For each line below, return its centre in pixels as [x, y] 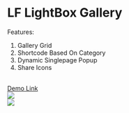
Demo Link [23, 88]
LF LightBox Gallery [65, 13]
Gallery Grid [35, 45]
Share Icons [35, 67]
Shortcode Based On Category [61, 53]
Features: [21, 32]
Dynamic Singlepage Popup [57, 60]
